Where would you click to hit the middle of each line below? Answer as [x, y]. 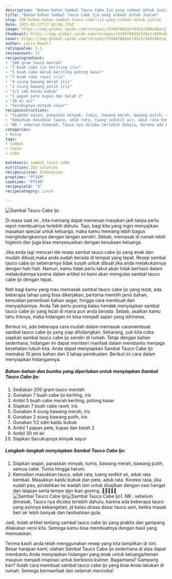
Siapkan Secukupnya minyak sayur [50, 438]
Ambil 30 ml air [29, 433]
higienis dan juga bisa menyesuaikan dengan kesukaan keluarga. [74, 242]
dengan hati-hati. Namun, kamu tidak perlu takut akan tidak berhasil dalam [84, 268]
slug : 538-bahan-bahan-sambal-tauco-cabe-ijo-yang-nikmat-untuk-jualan [83, 20]
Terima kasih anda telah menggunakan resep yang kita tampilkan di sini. [81, 543]
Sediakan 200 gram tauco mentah [49, 389]
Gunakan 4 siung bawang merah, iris [51, 411]
